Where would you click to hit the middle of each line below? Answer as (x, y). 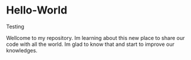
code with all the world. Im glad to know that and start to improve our (90, 44)
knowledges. (22, 50)
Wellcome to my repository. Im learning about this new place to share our (95, 38)
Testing (15, 26)
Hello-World (37, 10)
